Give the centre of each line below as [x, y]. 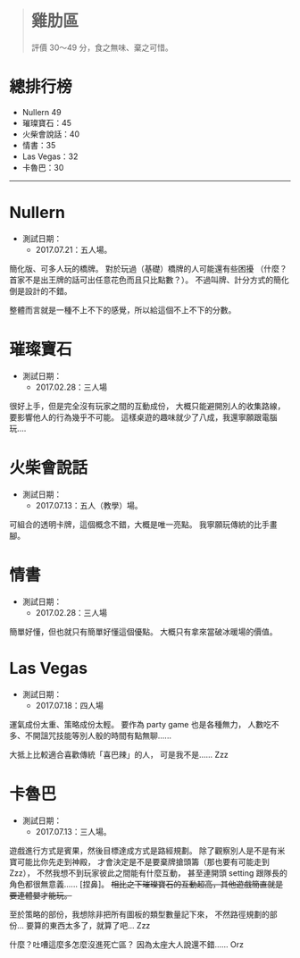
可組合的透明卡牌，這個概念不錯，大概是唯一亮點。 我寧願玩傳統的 [132, 524]
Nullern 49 [42, 112]
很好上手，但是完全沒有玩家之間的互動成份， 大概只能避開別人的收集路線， [147, 406]
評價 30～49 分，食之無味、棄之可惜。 [102, 47]
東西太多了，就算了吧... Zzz [100, 925]
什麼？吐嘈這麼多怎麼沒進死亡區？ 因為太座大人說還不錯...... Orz [126, 944]
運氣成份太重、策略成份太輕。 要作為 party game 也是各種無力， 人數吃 [141, 724]
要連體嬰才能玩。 [41, 895]
